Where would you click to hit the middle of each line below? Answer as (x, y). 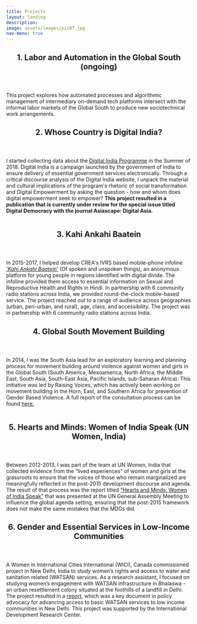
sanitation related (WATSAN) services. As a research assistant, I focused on (98, 577)
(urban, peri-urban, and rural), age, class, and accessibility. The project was (98, 306)
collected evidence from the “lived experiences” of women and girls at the (96, 471)
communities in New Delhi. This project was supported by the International (96, 609)
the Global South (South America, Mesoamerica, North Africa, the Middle (95, 372)
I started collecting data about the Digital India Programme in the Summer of (98, 160)
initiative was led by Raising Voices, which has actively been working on (93, 385)
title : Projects (26, 11)
